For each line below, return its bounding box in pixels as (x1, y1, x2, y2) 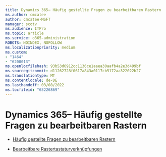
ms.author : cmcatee (5, 12, 46, 17)
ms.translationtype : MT (5, 73, 56, 78)
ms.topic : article (5, 31, 44, 36)
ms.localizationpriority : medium (5, 45, 76, 50)
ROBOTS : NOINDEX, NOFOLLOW (5, 40, 62, 45)
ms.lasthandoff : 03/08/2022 (5, 82, 65, 87)
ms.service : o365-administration (5, 36, 76, 41)
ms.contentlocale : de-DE (5, 78, 58, 83)
